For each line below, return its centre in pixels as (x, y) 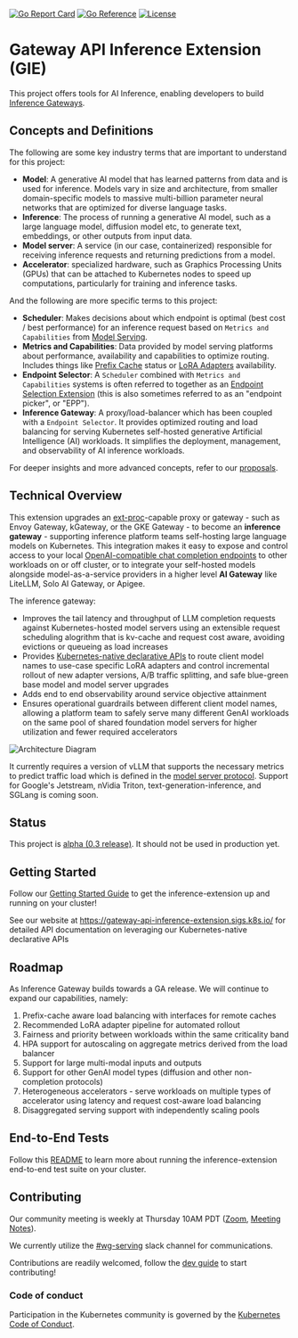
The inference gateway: (52, 601)
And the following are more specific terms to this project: (113, 300)
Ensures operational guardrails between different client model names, (149, 703)
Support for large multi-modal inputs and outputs (112, 1063)
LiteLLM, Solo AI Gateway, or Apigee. (77, 583)
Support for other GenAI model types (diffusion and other (127, 1072)
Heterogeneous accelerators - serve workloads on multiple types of (146, 1091)
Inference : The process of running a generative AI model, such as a (146, 217)
